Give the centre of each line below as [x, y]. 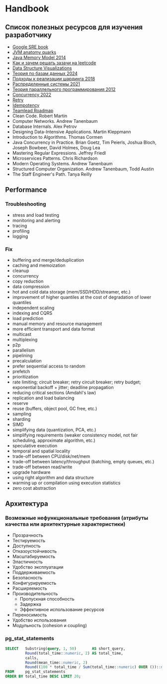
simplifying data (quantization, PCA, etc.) [54, 429]
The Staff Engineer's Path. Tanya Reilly [52, 174]
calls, [32, 658]
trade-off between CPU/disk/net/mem [51, 456]
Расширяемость [30, 588]
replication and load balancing [43, 398]
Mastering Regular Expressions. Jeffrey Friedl [59, 153]
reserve [20, 403]
